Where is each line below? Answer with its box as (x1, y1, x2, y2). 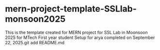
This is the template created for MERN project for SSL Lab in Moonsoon (5, 29, 148, 35)
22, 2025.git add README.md (5, 39, 64, 45)
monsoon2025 (5, 13, 66, 25)
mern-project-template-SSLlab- (5, 3, 137, 14)
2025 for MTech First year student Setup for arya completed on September (5, 35, 155, 40)
